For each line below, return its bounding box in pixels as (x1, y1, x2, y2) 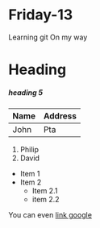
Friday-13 (8, 6, 73, 24)
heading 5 (8, 87, 44, 97)
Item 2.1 (31, 186, 58, 196)
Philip (19, 145, 39, 155)
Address (43, 110, 77, 122)
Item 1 (19, 169, 40, 179)
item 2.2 (31, 195, 60, 205)
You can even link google (8, 210, 93, 220)
